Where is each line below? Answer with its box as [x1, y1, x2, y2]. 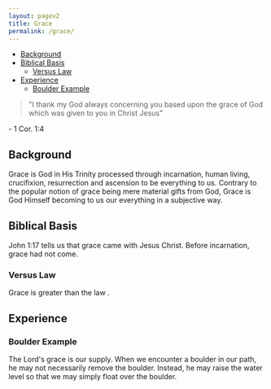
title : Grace [8, 20, 53, 28]
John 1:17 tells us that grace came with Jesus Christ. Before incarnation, [8, 241, 250, 250]
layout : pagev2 [8, 11, 60, 20]
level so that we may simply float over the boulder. [8, 371, 177, 381]
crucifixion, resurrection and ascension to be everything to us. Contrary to [8, 178, 257, 188]
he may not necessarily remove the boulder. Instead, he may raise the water [8, 363, 263, 373]
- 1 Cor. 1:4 [8, 124, 45, 134]
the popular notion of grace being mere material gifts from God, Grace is [8, 186, 251, 196]
